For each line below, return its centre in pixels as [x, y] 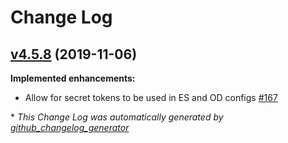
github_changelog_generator [70, 127]
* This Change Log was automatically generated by [117, 117]
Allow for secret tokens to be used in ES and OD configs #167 [151, 97]
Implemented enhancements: [73, 78]
